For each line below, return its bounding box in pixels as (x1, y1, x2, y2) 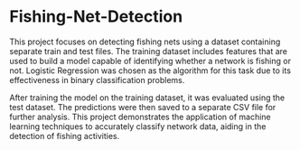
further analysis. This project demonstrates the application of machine (9, 111, 271, 122)
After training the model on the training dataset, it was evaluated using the (9, 92, 286, 103)
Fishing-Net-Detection (9, 6, 183, 27)
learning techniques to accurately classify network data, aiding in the (9, 120, 267, 132)
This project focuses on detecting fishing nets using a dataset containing (9, 36, 281, 47)
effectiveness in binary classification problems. (9, 74, 185, 85)
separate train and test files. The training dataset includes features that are (9, 45, 287, 56)
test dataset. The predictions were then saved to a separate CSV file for (9, 101, 277, 112)
